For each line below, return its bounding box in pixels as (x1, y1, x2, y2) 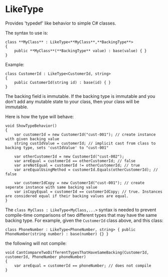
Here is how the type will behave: (5, 113, 74, 119)
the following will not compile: (5, 240, 67, 246)
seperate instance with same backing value (5, 185, 98, 190)
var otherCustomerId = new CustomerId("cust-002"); (14, 154, 124, 159)
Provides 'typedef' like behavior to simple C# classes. (5, 20, 116, 26)
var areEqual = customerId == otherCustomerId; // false (14, 158, 136, 164)
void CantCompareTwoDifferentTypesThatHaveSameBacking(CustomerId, (5, 250, 149, 255)
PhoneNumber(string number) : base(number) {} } (5, 231, 109, 236)
